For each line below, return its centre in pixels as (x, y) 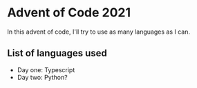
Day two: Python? (42, 77)
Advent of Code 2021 (69, 13)
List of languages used (57, 53)
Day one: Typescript (46, 69)
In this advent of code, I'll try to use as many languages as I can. (98, 32)
